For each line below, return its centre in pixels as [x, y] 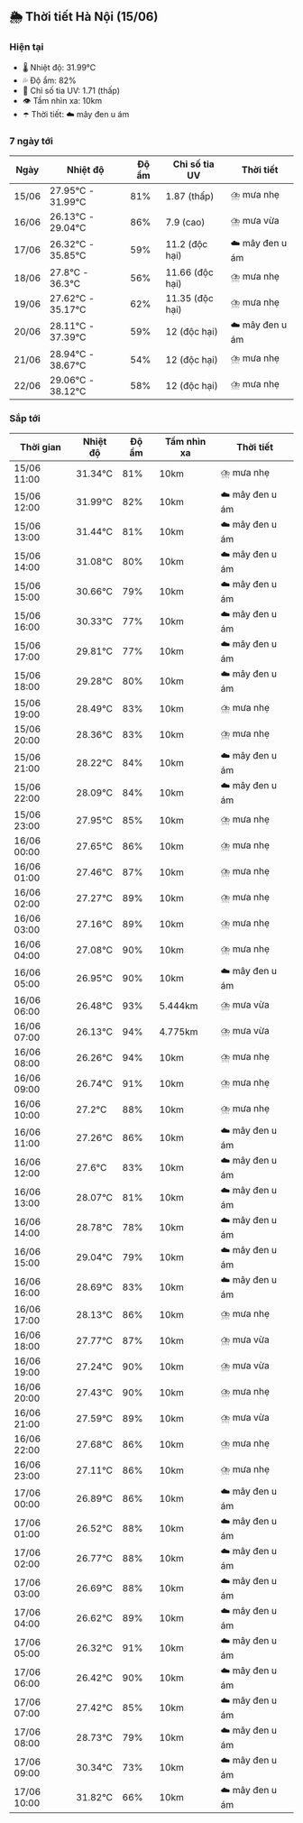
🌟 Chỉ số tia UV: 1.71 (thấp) [71, 90]
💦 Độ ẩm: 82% [49, 80]
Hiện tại [27, 47]
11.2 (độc [187, 244]
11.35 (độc [189, 298]
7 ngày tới [32, 141]
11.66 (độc [189, 272]
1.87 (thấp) [190, 196]
